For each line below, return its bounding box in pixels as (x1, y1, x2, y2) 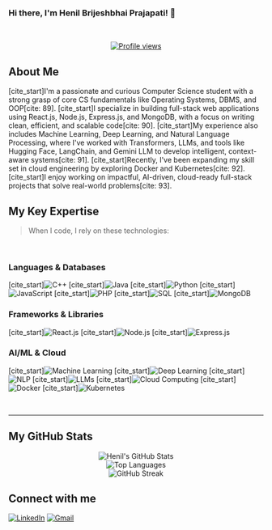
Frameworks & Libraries (8, 309, 104, 320)
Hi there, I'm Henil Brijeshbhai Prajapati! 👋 (8, 7, 176, 19)
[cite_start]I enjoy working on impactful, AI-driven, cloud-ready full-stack (8, 172, 253, 182)
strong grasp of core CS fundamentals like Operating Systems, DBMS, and (8, 95, 257, 104)
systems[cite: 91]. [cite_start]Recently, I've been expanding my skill (31, 155, 255, 165)
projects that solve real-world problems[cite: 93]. (8, 181, 172, 191)
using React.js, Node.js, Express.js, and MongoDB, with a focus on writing (8, 112, 255, 122)
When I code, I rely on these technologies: (28, 226, 170, 235)
